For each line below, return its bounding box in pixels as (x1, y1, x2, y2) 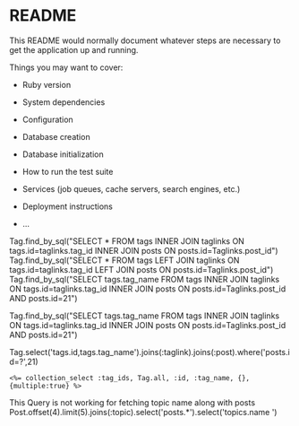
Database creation (21, 131, 91, 142)
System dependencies (21, 96, 106, 108)
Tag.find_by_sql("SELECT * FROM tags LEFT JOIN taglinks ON (9, 255, 240, 265)
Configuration (21, 114, 73, 125)
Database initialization (21, 149, 105, 160)
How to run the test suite (21, 166, 114, 177)
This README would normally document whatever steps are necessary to (9, 35, 281, 46)
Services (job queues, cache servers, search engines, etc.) (21, 183, 241, 194)
